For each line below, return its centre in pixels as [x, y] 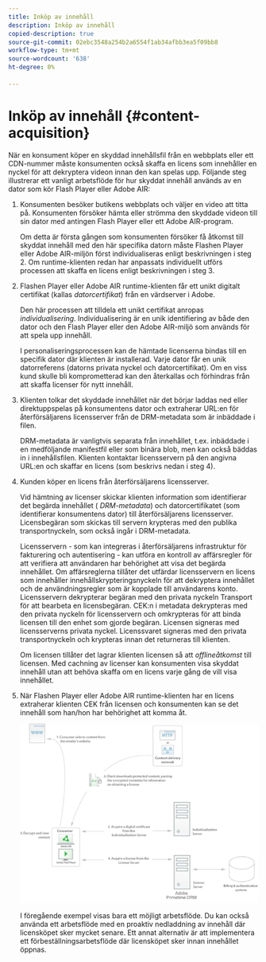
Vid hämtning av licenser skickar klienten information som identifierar [133, 497]
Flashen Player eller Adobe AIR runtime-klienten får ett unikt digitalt [130, 286]
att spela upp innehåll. [56, 335]
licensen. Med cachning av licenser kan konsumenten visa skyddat [129, 663]
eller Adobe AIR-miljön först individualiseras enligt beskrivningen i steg [135, 253]
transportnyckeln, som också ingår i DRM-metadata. [105, 530]
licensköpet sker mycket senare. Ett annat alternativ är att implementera [137, 933]
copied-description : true [51, 33]
